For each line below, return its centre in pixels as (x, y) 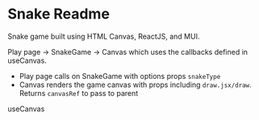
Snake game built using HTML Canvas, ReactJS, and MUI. (104, 36)
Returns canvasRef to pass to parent (79, 93)
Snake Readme (59, 14)
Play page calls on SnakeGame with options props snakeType (120, 76)
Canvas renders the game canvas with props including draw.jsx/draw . (135, 85)
